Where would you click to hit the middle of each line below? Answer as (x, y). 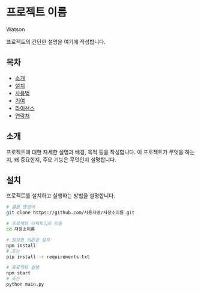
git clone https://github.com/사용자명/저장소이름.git (70, 213)
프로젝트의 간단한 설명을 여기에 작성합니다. (56, 41)
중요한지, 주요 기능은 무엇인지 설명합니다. (68, 159)
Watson (16, 29)
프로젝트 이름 (37, 12)
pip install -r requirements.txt (48, 257)
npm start (19, 273)
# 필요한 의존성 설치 (28, 240)
